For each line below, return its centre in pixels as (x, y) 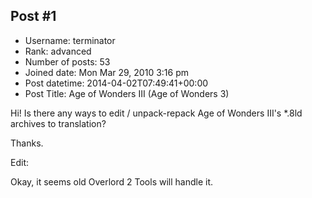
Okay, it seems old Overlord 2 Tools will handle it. (112, 181)
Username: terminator (70, 40)
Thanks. (27, 143)
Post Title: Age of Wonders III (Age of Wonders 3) (127, 93)
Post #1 (33, 16)
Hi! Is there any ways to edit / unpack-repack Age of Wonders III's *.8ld (156, 113)
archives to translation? (58, 123)
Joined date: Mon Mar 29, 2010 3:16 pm (106, 72)
